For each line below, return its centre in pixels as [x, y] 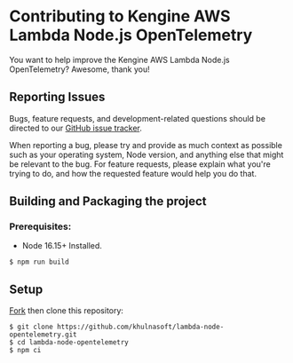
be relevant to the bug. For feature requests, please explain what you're [140, 164]
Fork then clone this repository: [67, 311]
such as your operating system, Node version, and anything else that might [146, 154]
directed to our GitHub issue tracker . [75, 128]
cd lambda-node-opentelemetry [73, 343]
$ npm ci [25, 351]
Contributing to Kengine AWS [120, 16]
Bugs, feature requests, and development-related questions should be [138, 118]
